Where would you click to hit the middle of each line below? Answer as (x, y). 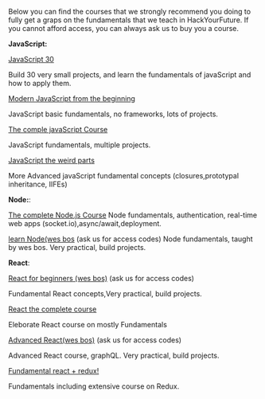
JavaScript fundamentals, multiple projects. (80, 145)
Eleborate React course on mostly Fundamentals (88, 325)
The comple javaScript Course (58, 129)
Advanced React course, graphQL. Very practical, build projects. (114, 355)
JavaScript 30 (31, 59)
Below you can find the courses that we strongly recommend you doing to (130, 12)
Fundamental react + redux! (54, 371)
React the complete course (53, 309)
